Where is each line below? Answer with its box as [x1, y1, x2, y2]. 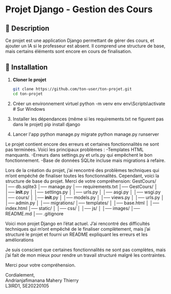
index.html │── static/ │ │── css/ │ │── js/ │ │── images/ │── [5, 205, 140, 211]
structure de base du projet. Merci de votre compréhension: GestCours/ [5, 178, 157, 184]
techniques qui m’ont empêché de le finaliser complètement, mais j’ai [5, 226, 151, 232]
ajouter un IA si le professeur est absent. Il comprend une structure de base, [5, 43, 166, 49]
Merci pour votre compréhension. [5, 262, 76, 268]
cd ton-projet [12, 91, 43, 96]
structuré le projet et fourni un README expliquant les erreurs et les [5, 231, 148, 237]
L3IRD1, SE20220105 [5, 282, 50, 289]
